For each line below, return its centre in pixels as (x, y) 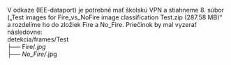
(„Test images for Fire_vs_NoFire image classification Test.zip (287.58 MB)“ (115, 17)
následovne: (25, 32)
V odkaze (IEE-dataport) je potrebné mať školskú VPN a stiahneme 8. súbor (116, 10)
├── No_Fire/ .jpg (32, 54)
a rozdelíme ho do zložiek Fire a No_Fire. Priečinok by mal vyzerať (102, 25)
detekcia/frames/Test (38, 39)
